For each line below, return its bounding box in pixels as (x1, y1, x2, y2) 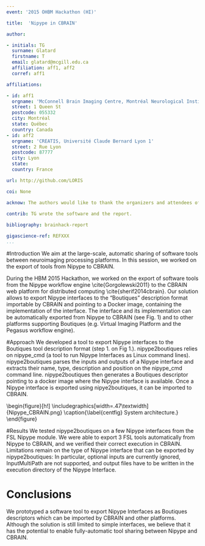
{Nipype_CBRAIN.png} (6, 408, 63, 416)
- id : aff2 (6, 132, 34, 138)
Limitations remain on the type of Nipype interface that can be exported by (6, 446, 194, 454)
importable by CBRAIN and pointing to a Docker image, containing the (6, 300, 182, 308)
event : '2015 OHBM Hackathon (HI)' (6, 9, 97, 15)
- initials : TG (6, 42, 45, 48)
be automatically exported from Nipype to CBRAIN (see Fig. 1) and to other (6, 313, 193, 321)
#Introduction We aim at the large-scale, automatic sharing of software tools (6, 249, 198, 257)
